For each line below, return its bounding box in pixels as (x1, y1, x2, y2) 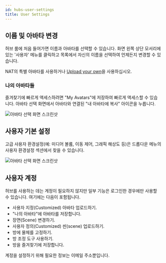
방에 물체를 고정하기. (12, 229, 53, 236)
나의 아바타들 (5, 82, 35, 89)
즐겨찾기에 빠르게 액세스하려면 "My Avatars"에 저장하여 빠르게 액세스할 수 (5, 94, 149, 100)
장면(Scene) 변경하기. (12, 217, 55, 223)
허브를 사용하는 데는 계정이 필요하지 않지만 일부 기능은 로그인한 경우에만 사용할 (5, 188, 158, 194)
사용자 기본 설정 (5, 127, 51, 135)
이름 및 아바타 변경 (5, 31, 58, 40)
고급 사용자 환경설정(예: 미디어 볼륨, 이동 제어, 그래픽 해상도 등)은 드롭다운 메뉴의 (5, 141, 162, 147)
